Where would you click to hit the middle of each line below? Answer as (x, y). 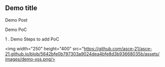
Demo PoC (16, 30)
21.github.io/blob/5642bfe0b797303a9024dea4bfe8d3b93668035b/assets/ (82, 54)
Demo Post (16, 20)
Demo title (21, 8)
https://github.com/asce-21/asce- (118, 48)
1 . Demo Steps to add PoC (32, 39)
